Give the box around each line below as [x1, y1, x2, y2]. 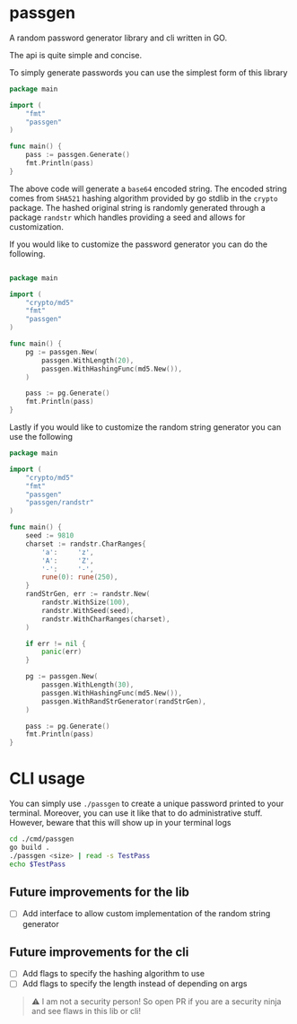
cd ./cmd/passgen [9, 835, 74, 844]
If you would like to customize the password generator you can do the [9, 239, 267, 249]
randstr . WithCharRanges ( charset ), [41, 614, 170, 624]
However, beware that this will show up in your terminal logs [9, 818, 231, 828]
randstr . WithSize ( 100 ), [41, 598, 130, 608]
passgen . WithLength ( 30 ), [41, 680, 135, 689]
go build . [9, 843, 50, 852]
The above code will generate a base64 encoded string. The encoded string [9, 183, 287, 194]
